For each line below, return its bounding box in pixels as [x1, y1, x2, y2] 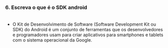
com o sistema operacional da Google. [12, 37, 92, 43]
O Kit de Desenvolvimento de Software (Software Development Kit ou [12, 21, 156, 27]
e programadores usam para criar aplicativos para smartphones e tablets [12, 32, 163, 38]
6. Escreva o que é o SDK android [5, 4, 88, 11]
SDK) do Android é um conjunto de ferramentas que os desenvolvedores [12, 27, 163, 33]
